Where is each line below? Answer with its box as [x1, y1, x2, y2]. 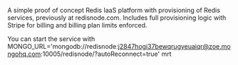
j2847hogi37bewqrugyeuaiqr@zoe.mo [118, 42, 231, 50]
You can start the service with [7, 35, 95, 43]
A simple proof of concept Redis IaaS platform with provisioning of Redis [7, 6, 221, 14]
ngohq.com [7, 49, 41, 58]
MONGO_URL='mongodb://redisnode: [7, 42, 119, 50]
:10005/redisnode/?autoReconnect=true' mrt [40, 49, 172, 58]
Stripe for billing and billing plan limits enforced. [7, 21, 148, 29]
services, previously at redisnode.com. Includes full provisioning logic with [7, 13, 227, 22]
